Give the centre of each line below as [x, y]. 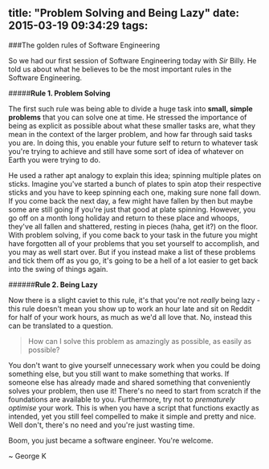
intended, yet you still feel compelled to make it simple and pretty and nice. [132, 416]
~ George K [27, 455]
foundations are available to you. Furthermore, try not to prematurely [122, 399]
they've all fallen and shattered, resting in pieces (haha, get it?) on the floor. [133, 226]
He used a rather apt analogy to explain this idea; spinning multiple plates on [135, 175]
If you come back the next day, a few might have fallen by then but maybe [130, 200]
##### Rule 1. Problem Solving [59, 93]
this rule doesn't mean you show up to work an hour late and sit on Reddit [130, 309]
